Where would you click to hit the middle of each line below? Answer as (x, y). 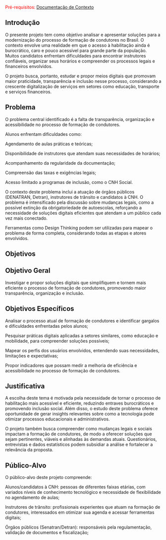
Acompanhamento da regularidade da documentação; (60, 163)
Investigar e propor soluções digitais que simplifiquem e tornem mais (76, 283)
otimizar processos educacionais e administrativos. (57, 419)
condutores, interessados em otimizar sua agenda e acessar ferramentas (80, 512)
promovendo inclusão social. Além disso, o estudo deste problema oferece (82, 409)
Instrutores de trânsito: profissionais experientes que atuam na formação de (83, 507)
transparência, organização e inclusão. (45, 293)
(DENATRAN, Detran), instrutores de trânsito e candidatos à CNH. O (74, 197)
